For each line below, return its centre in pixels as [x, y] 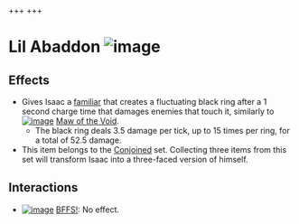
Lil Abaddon [55, 47]
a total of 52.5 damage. [78, 140]
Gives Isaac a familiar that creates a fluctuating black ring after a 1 [144, 102]
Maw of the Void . [88, 121]
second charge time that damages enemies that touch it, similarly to [148, 111]
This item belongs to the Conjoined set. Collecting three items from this [154, 149]
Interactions [43, 187]
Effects [29, 80]
